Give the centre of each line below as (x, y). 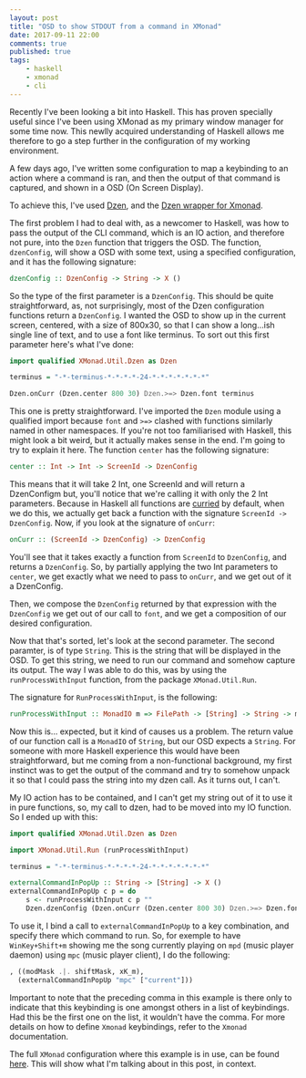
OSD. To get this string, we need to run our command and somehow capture (153, 660)
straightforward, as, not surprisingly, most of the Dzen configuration (137, 306)
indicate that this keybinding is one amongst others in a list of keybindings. (149, 1007)
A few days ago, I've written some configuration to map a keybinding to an (149, 168)
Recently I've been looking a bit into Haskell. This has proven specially (141, 111)
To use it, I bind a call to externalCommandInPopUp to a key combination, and (149, 926)
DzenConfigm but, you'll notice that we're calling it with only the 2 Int (139, 494)
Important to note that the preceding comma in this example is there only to (151, 997)
